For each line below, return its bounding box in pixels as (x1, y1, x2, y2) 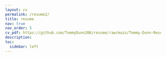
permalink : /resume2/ (5, 12, 50, 17)
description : (5, 35, 32, 40)
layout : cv (5, 7, 28, 12)
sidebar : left (9, 44, 39, 49)
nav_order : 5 (5, 26, 32, 31)
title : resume (5, 16, 35, 21)
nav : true (5, 21, 26, 26)
